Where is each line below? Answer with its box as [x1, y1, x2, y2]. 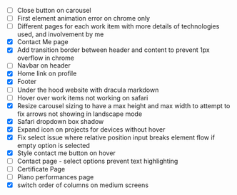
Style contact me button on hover [16, 149, 116, 157]
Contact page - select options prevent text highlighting [16, 157, 178, 165]
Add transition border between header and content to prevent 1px [16, 46, 210, 54]
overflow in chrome [16, 53, 75, 63]
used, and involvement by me [16, 30, 104, 38]
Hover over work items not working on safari [16, 93, 148, 102]
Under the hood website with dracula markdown [16, 85, 159, 94]
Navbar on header [16, 61, 71, 70]
